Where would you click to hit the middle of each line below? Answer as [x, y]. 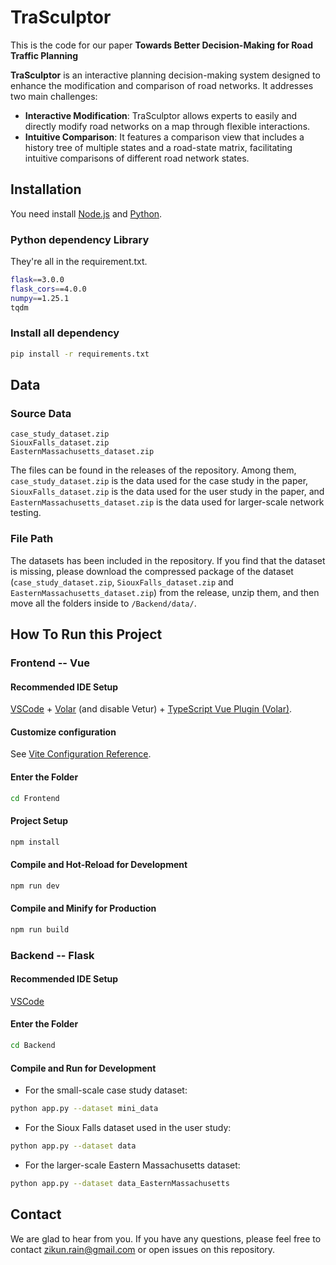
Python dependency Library [80, 239]
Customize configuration [63, 732]
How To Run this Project [86, 634]
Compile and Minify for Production [83, 908]
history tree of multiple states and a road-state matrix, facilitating [158, 147]
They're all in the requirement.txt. [79, 262]
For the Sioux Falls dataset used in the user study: [128, 1128]
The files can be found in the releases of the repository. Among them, [153, 470]
